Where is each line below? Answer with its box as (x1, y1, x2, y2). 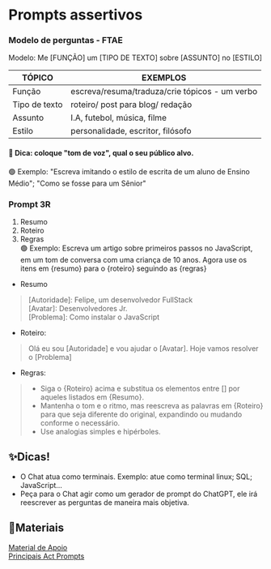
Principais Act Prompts (8, 551, 85, 561)
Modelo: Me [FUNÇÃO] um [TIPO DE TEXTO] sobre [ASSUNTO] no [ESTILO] (8, 53, 263, 62)
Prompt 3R (8, 199, 51, 210)
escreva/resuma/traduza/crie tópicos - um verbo (70, 86, 258, 97)
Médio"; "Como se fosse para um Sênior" (8, 178, 147, 188)
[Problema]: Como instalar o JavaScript (28, 312, 160, 322)
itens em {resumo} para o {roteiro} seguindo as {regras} (19, 263, 207, 273)
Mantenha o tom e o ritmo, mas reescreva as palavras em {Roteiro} (40, 400, 264, 410)
